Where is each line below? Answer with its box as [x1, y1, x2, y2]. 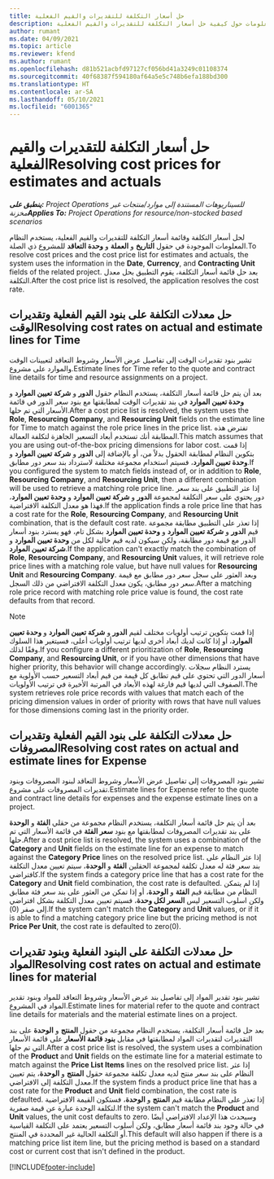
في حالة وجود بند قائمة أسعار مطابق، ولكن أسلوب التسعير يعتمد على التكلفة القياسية [9, 1120, 264, 1130]
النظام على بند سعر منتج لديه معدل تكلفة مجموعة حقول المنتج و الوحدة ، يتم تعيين [9, 1068, 254, 1078]
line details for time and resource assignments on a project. [9, 372, 208, 382]
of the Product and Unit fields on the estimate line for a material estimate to [9, 1051, 263, 1061]
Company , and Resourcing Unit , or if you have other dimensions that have [9, 653, 259, 663]
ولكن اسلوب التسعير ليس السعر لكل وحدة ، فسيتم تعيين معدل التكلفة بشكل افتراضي [9, 895, 264, 905]
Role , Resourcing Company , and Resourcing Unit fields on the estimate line [9, 414, 265, 423]
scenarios [9, 217, 43, 226]
